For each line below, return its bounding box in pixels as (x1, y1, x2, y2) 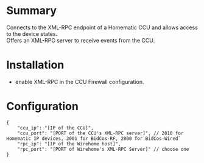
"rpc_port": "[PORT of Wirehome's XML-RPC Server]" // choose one (17, 146, 189, 152)
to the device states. (6, 30, 58, 37)
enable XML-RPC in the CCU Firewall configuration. (15, 78, 144, 85)
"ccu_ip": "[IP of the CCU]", (17, 125, 94, 131)
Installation (6, 58, 65, 72)
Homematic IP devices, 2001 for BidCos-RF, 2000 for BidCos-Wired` (6, 135, 181, 142)
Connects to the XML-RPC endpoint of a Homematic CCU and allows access (6, 24, 198, 31)
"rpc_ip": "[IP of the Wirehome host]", (17, 140, 121, 147)
